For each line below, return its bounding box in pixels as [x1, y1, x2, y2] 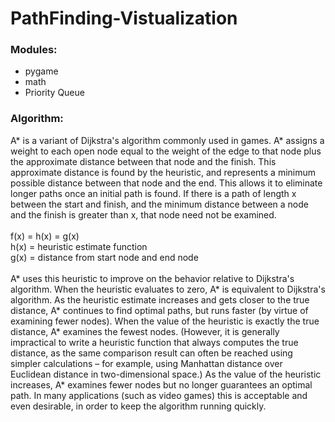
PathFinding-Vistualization [10, 7, 238, 30]
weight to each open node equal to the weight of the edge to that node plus [10, 145, 322, 157]
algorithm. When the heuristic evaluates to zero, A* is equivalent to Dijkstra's [10, 283, 326, 295]
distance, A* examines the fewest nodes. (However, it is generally [10, 325, 280, 337]
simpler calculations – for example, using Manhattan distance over [10, 357, 283, 369]
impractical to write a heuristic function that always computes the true [10, 336, 299, 348]
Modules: [10, 43, 58, 57]
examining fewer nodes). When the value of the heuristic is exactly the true [10, 315, 320, 327]
